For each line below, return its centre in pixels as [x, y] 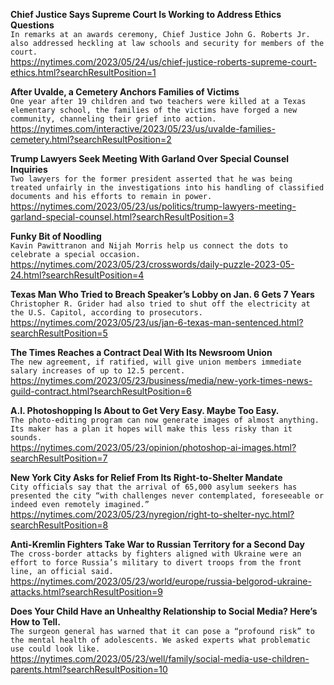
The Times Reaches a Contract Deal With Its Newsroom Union [141, 352]
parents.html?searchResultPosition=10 [89, 669]
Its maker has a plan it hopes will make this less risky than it [151, 429]
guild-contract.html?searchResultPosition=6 [101, 391]
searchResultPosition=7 [59, 458]
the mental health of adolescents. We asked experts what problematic [160, 640]
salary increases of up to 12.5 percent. [98, 371]
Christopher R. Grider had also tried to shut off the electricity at [160, 304]
